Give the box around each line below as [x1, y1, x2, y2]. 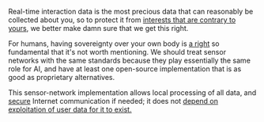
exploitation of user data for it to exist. [8, 105, 132, 114]
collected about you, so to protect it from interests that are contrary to [8, 15, 236, 25]
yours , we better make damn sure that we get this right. [8, 24, 189, 32]
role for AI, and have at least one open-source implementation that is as [8, 64, 242, 74]
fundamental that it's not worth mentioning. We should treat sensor [8, 48, 227, 56]
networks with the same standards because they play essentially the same [8, 55, 251, 65]
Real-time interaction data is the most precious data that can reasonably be [8, 7, 254, 16]
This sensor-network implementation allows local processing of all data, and [8, 88, 257, 97]
